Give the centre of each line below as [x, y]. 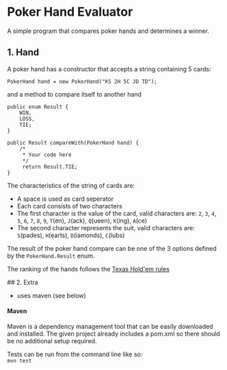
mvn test [19, 360]
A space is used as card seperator [65, 199]
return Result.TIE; [50, 166]
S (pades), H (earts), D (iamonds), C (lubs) [71, 235]
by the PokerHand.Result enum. [51, 256]
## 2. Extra [23, 282]
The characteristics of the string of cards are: [71, 185]
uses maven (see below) [52, 295]
